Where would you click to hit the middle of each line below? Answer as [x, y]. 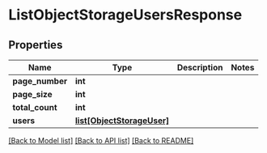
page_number [40, 81]
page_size [32, 94]
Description [200, 68]
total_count [35, 107]
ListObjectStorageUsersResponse [125, 15]
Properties [36, 45]
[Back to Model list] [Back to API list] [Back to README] [101, 140]
